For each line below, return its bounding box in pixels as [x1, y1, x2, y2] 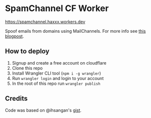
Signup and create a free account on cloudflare [12, 60, 106, 66]
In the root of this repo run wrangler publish [12, 80, 101, 86]
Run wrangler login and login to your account [12, 75, 104, 81]
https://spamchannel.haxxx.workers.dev [5, 19, 86, 25]
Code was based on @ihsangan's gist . [5, 107, 82, 113]
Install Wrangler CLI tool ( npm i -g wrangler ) [12, 70, 101, 76]
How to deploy [5, 47, 50, 55]
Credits [5, 94, 28, 103]
